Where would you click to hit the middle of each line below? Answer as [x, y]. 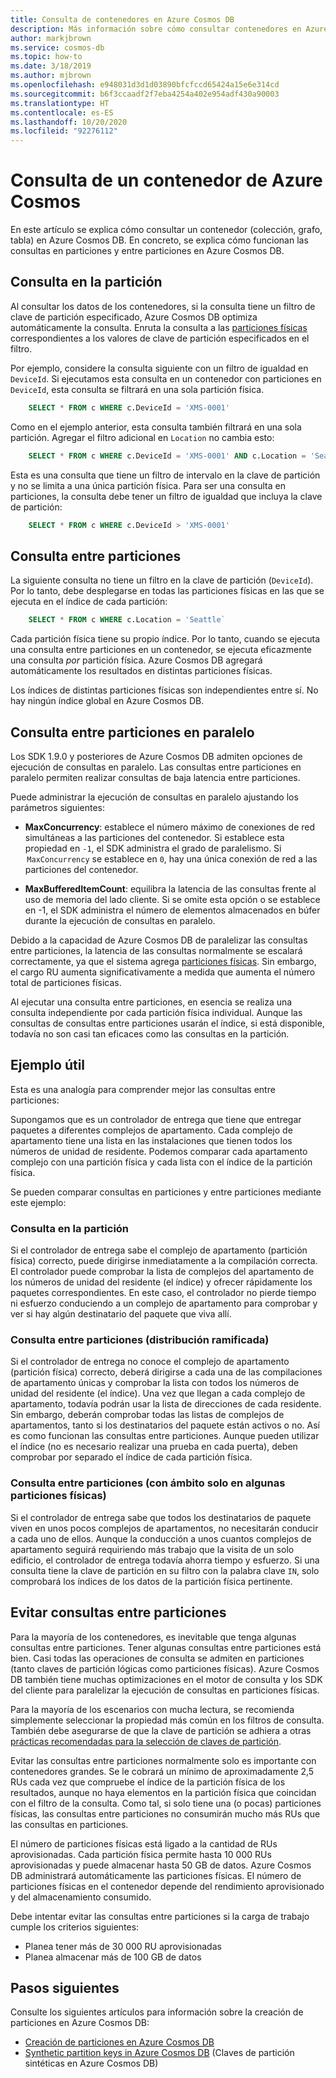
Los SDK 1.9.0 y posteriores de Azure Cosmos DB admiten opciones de [156, 756]
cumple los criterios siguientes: [75, 1927]
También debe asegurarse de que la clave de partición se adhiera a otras [161, 1730]
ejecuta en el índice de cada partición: [89, 602]
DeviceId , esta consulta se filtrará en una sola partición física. [137, 389]
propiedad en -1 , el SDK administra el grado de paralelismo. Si [153, 848]
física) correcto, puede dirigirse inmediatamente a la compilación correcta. [164, 1261]
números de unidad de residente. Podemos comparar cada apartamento [159, 1151]
